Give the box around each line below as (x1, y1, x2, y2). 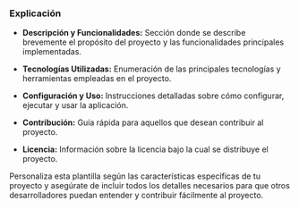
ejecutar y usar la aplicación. (21, 100, 129, 111)
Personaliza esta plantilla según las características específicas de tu (9, 171, 261, 181)
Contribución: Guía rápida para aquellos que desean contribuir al (21, 117, 264, 128)
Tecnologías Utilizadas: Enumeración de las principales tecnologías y (21, 63, 281, 74)
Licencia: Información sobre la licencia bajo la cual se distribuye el (21, 144, 269, 155)
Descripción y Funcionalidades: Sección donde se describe (21, 28, 246, 38)
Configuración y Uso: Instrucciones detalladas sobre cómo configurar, (21, 90, 285, 101)
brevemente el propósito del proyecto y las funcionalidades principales (21, 37, 285, 47)
